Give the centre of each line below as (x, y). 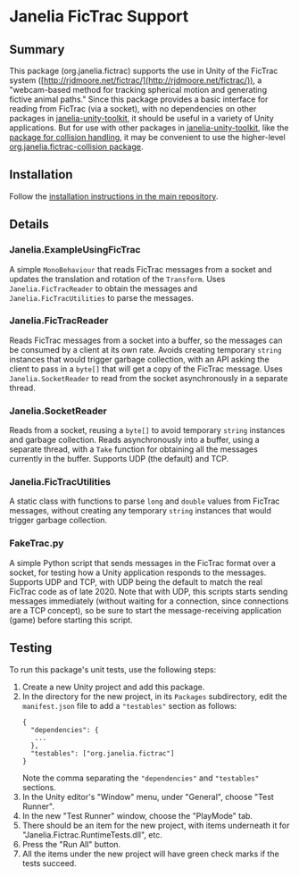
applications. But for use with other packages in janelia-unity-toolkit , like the (149, 128)
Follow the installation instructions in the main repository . (114, 196)
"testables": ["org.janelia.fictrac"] (103, 753)
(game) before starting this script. (71, 620)
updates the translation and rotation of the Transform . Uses (117, 279)
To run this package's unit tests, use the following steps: (113, 669)
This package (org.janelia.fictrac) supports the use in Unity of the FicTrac (144, 71)
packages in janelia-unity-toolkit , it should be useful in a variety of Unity (141, 118)
